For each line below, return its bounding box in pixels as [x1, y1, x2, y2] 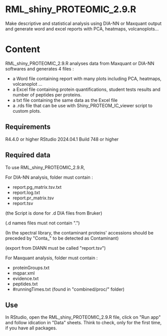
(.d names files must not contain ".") [5, 220, 80, 226]
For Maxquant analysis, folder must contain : [5, 255, 98, 261]
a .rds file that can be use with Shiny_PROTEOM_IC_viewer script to [12, 103, 153, 109]
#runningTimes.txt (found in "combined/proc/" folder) [12, 286, 125, 292]
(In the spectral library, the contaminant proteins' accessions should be [5, 229, 154, 236]
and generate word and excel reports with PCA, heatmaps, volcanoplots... [5, 25, 159, 31]
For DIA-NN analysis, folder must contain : [5, 174, 94, 180]
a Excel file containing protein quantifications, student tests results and [12, 86, 161, 92]
